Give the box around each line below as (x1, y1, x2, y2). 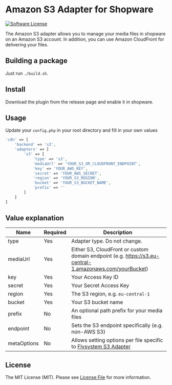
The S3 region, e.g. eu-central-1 (71, 290, 150, 297)
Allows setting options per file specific (71, 337, 163, 344)
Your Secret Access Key (71, 282, 130, 289)
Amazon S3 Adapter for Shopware (5, 4, 154, 15)
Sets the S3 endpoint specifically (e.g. (71, 322, 163, 329)
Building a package (5, 57, 68, 65)
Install (5, 85, 26, 94)
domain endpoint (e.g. (71, 252, 124, 259)
